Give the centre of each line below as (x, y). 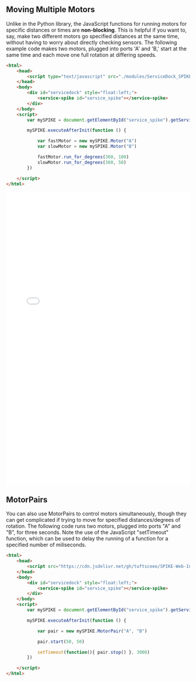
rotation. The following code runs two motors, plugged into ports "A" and (93, 526)
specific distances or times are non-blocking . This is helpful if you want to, (97, 30)
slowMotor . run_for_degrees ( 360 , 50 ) (82, 162)
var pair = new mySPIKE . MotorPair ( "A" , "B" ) (92, 631)
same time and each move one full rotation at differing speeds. (81, 54)
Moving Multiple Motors (50, 10)
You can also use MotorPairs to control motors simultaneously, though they (96, 514)
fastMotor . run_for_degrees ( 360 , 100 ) (83, 157)
